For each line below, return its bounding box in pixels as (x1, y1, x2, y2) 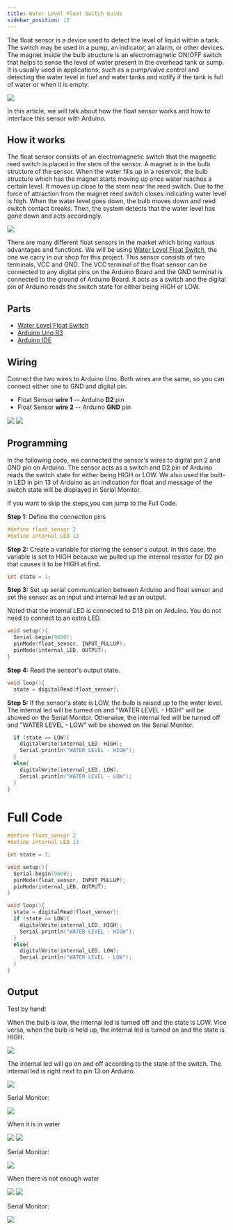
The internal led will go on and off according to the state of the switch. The (7, 1059, 221, 1068)
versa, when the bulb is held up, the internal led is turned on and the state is (7, 1025, 225, 1034)
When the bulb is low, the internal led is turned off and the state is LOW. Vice (7, 1018, 227, 1026)
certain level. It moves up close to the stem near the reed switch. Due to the (7, 182, 224, 191)
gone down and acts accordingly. (7, 211, 103, 220)
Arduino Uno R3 (17, 328, 64, 337)
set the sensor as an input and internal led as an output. (7, 593, 167, 602)
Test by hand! (7, 1005, 47, 1013)
